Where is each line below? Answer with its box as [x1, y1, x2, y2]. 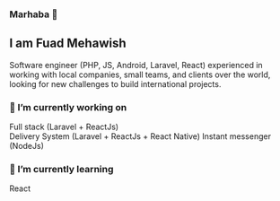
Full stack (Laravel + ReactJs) [9, 121, 119, 133]
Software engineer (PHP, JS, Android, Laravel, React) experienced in [9, 59, 263, 70]
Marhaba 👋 [9, 8, 58, 21]
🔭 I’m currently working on [9, 100, 127, 113]
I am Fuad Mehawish [9, 36, 127, 51]
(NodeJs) [9, 141, 45, 152]
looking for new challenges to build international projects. [9, 78, 222, 89]
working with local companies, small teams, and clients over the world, [9, 69, 271, 80]
